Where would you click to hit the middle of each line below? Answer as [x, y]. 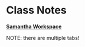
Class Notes [36, 10]
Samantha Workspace [34, 26]
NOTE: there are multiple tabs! [43, 38]
